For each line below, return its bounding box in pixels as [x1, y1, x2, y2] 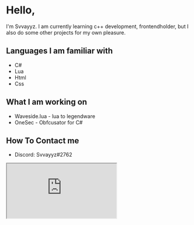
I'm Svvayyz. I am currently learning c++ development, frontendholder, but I [6, 23, 189, 30]
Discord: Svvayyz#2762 [14, 151, 72, 158]
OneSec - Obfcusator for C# [14, 119, 83, 126]
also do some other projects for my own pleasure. [6, 29, 126, 36]
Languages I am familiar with [6, 46, 113, 56]
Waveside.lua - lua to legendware [14, 112, 95, 120]
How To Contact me [6, 136, 79, 146]
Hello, [6, 4, 36, 17]
